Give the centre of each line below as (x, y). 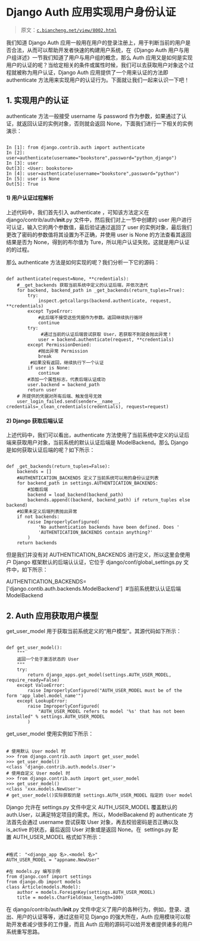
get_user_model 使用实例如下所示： (50, 733)
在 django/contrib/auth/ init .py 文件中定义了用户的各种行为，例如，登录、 (96, 909)
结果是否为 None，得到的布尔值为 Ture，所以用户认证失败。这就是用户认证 (98, 242)
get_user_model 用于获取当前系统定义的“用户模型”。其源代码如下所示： (94, 631)
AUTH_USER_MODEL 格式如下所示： (58, 837)
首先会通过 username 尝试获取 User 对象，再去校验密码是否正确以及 (95, 822)
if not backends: (38, 517)
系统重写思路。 (24, 931)
